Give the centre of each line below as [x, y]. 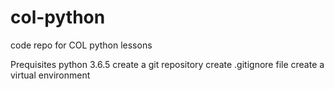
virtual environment [50, 75]
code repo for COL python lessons [81, 45]
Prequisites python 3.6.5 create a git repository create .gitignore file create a [167, 64]
